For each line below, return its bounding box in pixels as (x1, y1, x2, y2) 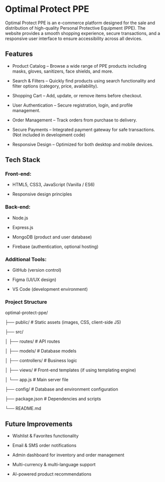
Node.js (12, 215, 29, 221)
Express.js (12, 224, 33, 230)
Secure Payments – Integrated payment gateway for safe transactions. (12, 126, 155, 132)
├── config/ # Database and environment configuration (5, 386, 118, 392)
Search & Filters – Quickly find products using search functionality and (12, 78, 155, 83)
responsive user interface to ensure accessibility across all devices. (5, 36, 143, 41)
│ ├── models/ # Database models (5, 348, 77, 354)
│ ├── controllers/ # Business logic (5, 358, 77, 363)
